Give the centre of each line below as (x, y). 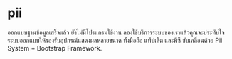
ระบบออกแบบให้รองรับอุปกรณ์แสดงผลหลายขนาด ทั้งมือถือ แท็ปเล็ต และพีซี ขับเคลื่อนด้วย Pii (115, 40)
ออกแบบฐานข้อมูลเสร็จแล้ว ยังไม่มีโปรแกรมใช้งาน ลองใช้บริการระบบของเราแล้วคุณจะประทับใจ (116, 32)
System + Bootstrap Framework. (55, 48)
